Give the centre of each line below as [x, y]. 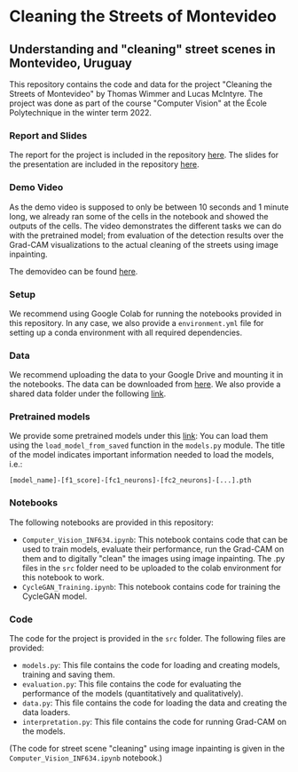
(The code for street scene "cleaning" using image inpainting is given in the [147, 749]
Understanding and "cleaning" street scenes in [142, 49]
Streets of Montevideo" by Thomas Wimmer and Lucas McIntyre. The [136, 94]
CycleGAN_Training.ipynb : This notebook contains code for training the [151, 586]
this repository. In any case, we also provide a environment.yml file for [137, 322]
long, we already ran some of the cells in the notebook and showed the [139, 216]
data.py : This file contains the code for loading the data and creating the [154, 703]
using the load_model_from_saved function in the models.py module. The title [147, 445]
